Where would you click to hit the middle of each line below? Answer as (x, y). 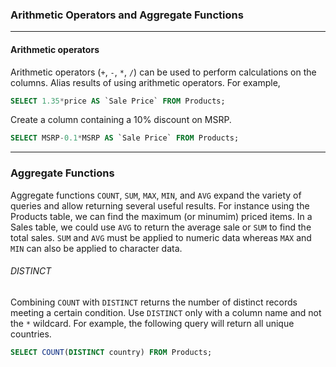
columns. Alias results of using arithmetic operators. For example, (145, 82)
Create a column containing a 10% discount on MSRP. (121, 120)
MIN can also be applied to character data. (96, 248)
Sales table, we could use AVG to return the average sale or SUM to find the (161, 227)
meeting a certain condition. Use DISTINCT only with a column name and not (166, 312)
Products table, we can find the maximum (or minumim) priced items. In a (161, 216)
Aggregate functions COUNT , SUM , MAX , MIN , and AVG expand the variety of (156, 195)
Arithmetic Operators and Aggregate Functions (127, 15)
